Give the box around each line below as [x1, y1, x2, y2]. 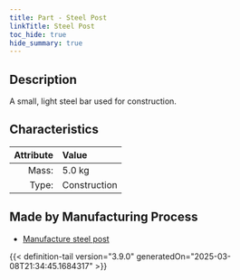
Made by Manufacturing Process [9, 210, 198, 225]
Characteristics [9, 122, 100, 137]
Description [9, 71, 77, 87]
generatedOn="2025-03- [136, 250, 232, 262]
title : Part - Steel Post [9, 13, 107, 23]
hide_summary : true [9, 38, 83, 48]
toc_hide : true [9, 30, 67, 39]
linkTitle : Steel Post [9, 22, 95, 31]
